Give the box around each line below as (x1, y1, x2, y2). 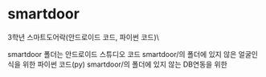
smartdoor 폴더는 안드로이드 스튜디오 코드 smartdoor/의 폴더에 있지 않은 (7, 49, 237, 59)
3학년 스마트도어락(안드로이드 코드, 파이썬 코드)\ (7, 32, 160, 42)
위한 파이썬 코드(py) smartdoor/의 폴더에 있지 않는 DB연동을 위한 (22, 59, 228, 69)
